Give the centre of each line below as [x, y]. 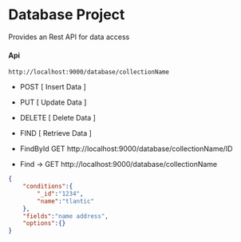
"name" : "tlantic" [65, 201]
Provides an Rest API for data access [69, 37]
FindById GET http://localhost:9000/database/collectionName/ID [126, 149]
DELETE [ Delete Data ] [57, 118]
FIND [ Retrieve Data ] [55, 133]
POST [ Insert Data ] [53, 87]
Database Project [67, 15]
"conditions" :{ [48, 186]
